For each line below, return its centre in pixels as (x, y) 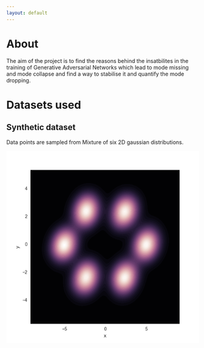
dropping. (19, 80)
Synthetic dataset (41, 127)
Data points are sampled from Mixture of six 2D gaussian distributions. (95, 142)
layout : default (27, 13)
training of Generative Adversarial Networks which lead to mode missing (98, 67)
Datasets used (44, 105)
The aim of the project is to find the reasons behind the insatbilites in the (97, 60)
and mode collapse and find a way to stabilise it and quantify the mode (95, 74)
